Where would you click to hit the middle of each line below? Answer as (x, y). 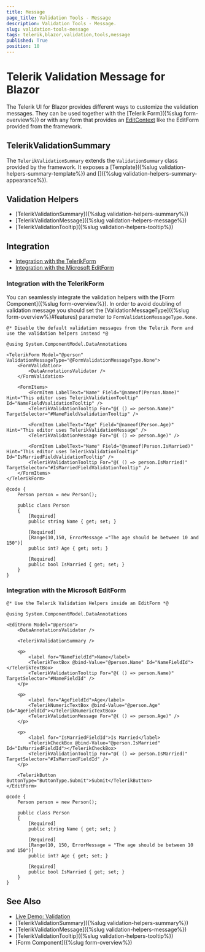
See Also (24, 901)
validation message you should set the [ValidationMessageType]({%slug (98, 310)
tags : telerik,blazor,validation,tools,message (68, 35)
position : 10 (23, 47)
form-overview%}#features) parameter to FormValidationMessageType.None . (102, 316)
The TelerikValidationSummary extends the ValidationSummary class (92, 160)
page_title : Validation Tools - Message (59, 18)
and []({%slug (104, 173)
